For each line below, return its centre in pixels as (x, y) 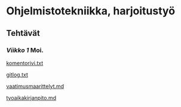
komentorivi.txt (25, 63)
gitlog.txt (17, 74)
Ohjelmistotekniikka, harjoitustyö (90, 11)
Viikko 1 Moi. (25, 50)
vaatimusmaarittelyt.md (35, 86)
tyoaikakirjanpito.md (31, 97)
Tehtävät (23, 33)
